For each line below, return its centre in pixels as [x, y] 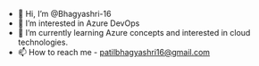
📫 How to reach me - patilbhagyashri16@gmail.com [114, 52]
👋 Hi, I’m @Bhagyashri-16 [64, 14]
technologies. [43, 42]
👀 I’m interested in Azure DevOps [79, 23]
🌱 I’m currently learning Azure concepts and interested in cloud [134, 33]
